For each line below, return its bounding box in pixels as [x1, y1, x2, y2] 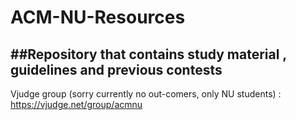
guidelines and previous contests [10, 61, 223, 78]
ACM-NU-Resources [10, 6, 186, 29]
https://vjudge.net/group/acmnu [10, 99, 143, 110]
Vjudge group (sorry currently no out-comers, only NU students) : [10, 88, 282, 100]
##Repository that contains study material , [10, 46, 287, 63]
